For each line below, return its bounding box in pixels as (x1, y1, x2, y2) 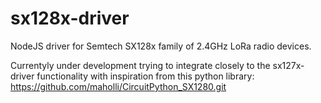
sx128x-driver (10, 7, 130, 30)
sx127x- (272, 59, 305, 71)
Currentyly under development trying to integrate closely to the (10, 59, 271, 71)
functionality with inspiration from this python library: (36, 70, 255, 82)
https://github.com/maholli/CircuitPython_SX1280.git (10, 80, 227, 92)
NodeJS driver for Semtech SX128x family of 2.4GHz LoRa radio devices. (10, 40, 312, 52)
